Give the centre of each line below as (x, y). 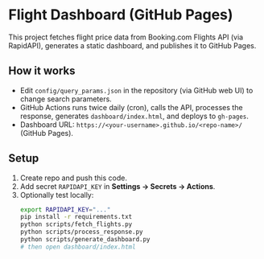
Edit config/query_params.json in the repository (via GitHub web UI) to (136, 90)
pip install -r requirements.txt (76, 217)
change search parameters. (66, 99)
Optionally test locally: (57, 195)
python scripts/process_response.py (81, 232)
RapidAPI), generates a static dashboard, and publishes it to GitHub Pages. (132, 45)
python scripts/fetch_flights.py (76, 224)
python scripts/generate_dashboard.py (85, 240)
